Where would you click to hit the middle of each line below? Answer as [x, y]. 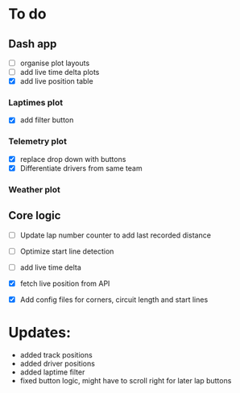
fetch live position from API [65, 283]
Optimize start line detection [67, 251]
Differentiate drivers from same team [81, 168]
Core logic [35, 215]
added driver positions [57, 363]
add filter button [47, 120]
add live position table [57, 81]
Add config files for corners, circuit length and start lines [114, 300]
